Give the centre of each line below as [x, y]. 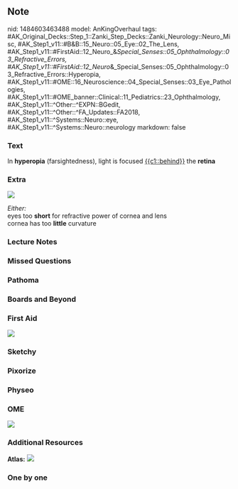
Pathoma [23, 280]
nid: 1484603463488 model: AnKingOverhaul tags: [82, 28]
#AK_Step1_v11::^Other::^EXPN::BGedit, [64, 104]
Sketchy [22, 352]
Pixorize [22, 371]
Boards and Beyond [42, 300]
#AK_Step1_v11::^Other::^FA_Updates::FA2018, [74, 112]
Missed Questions [39, 261]
